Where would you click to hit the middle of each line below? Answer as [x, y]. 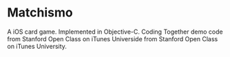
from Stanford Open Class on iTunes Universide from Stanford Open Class [113, 38]
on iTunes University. [37, 46]
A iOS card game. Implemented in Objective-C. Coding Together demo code [115, 32]
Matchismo [40, 13]
